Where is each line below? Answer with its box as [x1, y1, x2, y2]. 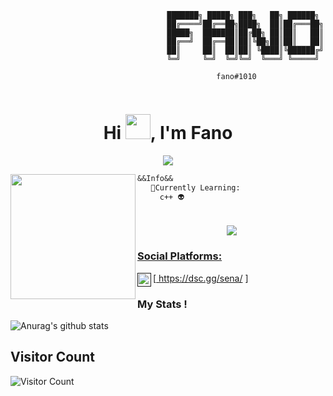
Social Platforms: [137, 249, 223, 263]
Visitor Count [10, 349, 95, 366]
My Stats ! [137, 297, 188, 311]
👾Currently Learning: [150, 182, 241, 193]
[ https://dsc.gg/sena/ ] [153, 272, 249, 284]
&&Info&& [137, 173, 174, 183]
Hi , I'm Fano [103, 122, 233, 145]
